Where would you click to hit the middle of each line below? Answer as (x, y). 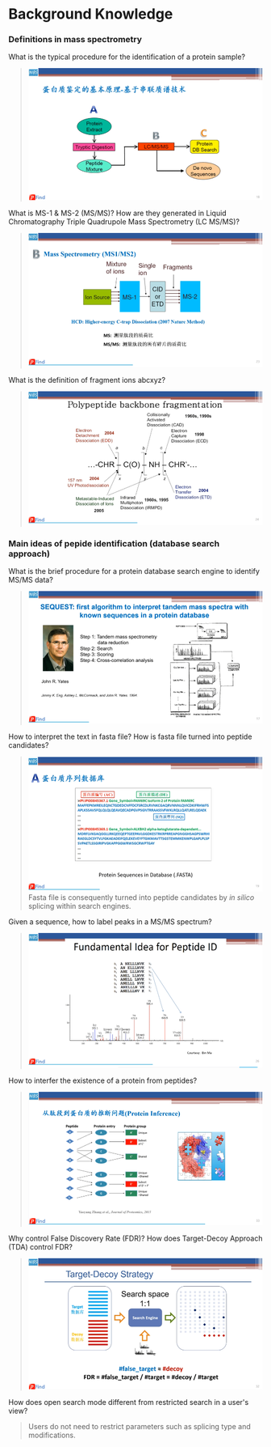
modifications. (52, 1435)
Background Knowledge (91, 14)
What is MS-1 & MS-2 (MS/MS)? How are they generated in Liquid (118, 213)
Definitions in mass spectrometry (75, 40)
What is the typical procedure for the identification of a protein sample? (127, 57)
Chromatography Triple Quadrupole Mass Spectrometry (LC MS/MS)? (124, 222)
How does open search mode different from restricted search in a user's (129, 1402)
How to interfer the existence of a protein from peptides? (103, 1080)
